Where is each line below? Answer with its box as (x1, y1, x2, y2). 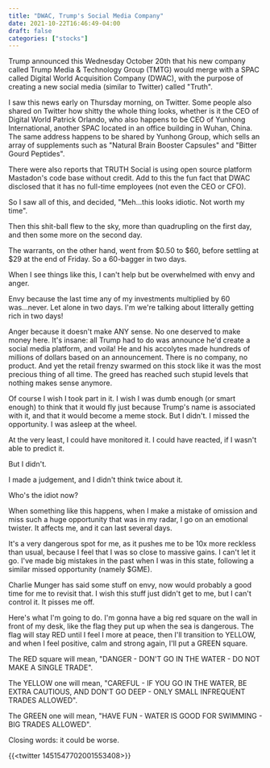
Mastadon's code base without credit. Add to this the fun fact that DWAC (8, 173, 251, 183)
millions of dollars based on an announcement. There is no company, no (8, 352, 248, 363)
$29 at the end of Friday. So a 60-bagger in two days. (8, 255, 187, 264)
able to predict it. (8, 444, 64, 454)
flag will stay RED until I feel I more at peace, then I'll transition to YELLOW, (8, 630, 256, 640)
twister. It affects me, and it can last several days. (8, 523, 173, 533)
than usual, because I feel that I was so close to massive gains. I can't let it (8, 547, 256, 557)
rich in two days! (8, 311, 64, 321)
